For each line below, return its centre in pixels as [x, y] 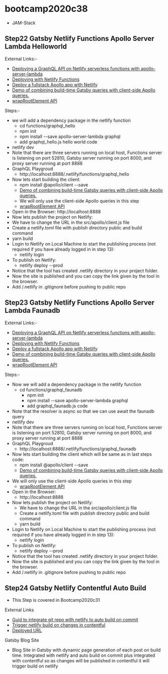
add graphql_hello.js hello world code [58, 141]
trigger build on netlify [35, 666]
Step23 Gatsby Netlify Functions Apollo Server [79, 303]
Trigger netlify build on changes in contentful [59, 625]
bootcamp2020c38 [46, 9]
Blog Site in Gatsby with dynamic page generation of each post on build [86, 650]
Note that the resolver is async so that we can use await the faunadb [83, 411]
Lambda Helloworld [36, 47]
